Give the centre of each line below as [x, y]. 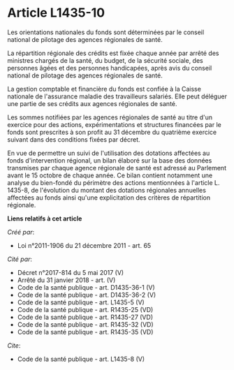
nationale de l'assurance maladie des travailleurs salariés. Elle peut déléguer [117, 96]
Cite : [14, 345]
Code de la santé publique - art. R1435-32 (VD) [85, 324]
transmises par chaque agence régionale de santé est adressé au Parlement [117, 168]
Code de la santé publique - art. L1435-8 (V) [81, 359]
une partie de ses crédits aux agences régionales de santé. [92, 103]
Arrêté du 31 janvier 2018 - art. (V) [66, 280]
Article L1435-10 [56, 13]
